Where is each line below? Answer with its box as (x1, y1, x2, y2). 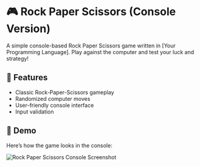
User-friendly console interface (15, 101, 94, 109)
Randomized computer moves (15, 95, 91, 102)
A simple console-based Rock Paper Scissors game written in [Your (6, 42, 176, 49)
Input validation (15, 107, 54, 115)
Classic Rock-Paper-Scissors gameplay (15, 89, 114, 96)
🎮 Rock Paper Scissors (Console (6, 5, 176, 19)
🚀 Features (6, 72, 48, 83)
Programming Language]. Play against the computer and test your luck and (6, 48, 195, 55)
